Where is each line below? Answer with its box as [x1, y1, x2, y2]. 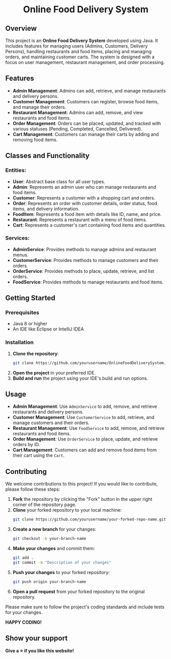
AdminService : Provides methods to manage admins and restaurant [12, 246, 157, 252]
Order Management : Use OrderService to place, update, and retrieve [12, 436, 158, 442]
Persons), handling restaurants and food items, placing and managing [5, 49, 152, 54]
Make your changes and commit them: [12, 545, 95, 552]
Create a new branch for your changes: [12, 526, 96, 533]
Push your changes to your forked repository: [12, 569, 110, 575]
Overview [5, 24, 37, 33]
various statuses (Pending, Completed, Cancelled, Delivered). [12, 125, 142, 131]
